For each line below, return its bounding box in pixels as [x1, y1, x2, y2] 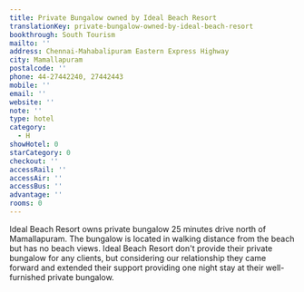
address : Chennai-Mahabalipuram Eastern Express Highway [9, 47, 230, 56]
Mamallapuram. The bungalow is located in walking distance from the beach [9, 233, 295, 244]
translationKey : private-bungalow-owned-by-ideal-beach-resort [9, 22, 254, 31]
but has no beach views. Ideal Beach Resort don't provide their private [9, 242, 273, 254]
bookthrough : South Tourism [9, 30, 116, 39]
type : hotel [9, 114, 54, 123]
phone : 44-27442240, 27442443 [9, 73, 124, 82]
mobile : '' [9, 81, 51, 90]
